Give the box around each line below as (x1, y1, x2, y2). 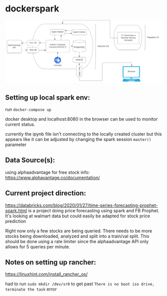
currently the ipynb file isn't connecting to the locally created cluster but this (5, 131, 162, 137)
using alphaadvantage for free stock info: (5, 169, 90, 175)
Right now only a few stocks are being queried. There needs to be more (5, 228, 153, 234)
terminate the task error (5, 286, 57, 292)
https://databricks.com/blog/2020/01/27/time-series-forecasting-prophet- (5, 202, 158, 208)
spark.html (5, 207, 27, 213)
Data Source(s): (5, 156, 55, 164)
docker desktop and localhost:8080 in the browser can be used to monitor (5, 116, 158, 122)
